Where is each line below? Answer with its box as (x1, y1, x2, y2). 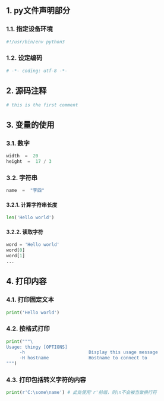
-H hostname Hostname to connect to (19, 355, 147, 361)
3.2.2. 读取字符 (6, 228, 43, 235)
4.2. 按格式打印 (6, 324, 50, 333)
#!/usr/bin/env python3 (6, 39, 65, 45)
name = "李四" (6, 188, 45, 194)
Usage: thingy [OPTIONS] (6, 344, 68, 350)
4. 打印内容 (6, 276, 47, 286)
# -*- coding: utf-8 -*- (6, 68, 68, 74)
